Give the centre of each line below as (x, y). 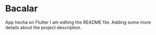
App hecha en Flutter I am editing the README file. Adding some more (78, 22)
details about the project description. (44, 27)
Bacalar (22, 9)
